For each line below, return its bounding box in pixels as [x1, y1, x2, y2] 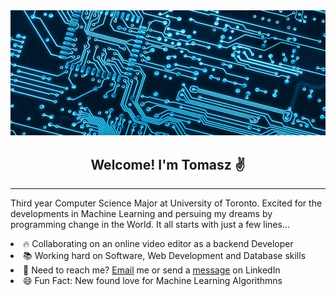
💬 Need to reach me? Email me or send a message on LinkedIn [23, 264, 281, 276]
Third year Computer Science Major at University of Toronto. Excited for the [10, 197, 323, 209]
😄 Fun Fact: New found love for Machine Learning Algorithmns [23, 275, 283, 287]
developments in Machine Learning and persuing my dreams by [10, 208, 273, 220]
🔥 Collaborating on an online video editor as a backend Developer [23, 238, 294, 250]
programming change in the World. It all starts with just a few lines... [10, 219, 291, 231]
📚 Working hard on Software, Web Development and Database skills [23, 250, 307, 262]
